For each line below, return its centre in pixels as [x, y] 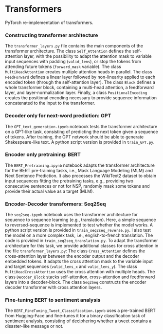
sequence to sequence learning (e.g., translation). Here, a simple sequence [81, 220]
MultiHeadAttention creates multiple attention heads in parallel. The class [79, 72]
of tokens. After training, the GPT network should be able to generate [74, 137]
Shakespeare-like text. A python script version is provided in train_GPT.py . [80, 142]
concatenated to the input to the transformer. [50, 103]
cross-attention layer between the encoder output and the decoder [72, 256]
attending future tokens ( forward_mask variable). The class [63, 67]
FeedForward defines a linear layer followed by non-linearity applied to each [80, 77]
